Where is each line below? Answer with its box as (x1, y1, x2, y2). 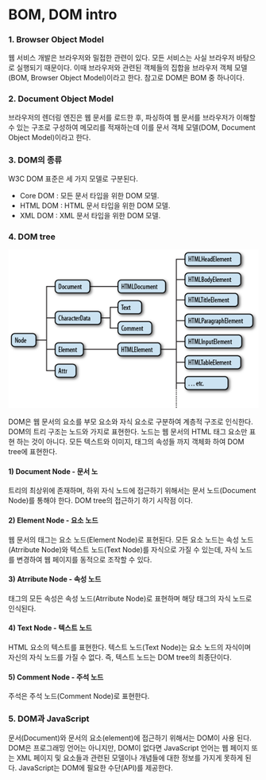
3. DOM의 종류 (8, 154, 62, 165)
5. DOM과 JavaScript (8, 713, 90, 724)
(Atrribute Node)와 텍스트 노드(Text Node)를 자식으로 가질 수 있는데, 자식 (8, 544, 238, 555)
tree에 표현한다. (8, 447, 58, 457)
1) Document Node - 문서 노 (8, 466, 98, 476)
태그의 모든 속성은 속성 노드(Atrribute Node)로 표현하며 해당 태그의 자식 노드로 (8, 594, 253, 603)
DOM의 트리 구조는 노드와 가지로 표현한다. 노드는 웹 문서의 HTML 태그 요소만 (8, 427, 248, 437)
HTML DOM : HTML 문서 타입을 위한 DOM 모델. (19, 201, 171, 210)
